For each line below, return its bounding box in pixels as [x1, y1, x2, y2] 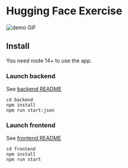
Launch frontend [6, 121, 55, 129]
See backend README [6, 85, 62, 93]
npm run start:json [6, 107, 55, 114]
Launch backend [6, 71, 55, 80]
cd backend [6, 97, 33, 103]
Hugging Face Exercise [6, 4, 123, 18]
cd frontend [6, 146, 36, 153]
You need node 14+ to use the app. [6, 57, 92, 64]
